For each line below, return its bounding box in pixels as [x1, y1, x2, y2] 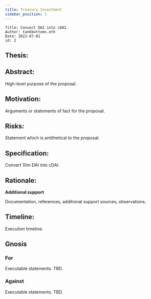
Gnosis [5, 240, 27, 248]
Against [5, 278, 24, 285]
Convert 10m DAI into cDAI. [5, 162, 60, 168]
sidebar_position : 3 [5, 12, 47, 17]
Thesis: [5, 51, 28, 59]
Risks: [5, 122, 24, 130]
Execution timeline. [5, 226, 43, 232]
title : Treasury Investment [5, 7, 63, 12]
